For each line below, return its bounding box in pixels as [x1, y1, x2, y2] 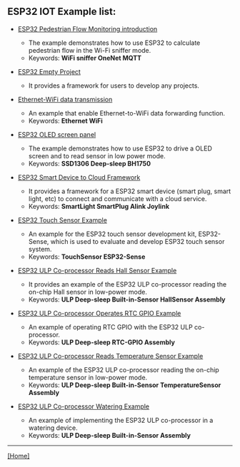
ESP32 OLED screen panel [17, 130, 96, 138]
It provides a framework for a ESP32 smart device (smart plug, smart [28, 187, 231, 195]
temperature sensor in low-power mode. [28, 373, 148, 381]
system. [28, 245, 52, 253]
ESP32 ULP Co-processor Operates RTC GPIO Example [17, 309, 181, 317]
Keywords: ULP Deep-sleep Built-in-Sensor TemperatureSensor [28, 381, 221, 389]
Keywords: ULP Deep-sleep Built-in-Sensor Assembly [28, 431, 191, 439]
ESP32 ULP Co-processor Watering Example [17, 402, 150, 411]
